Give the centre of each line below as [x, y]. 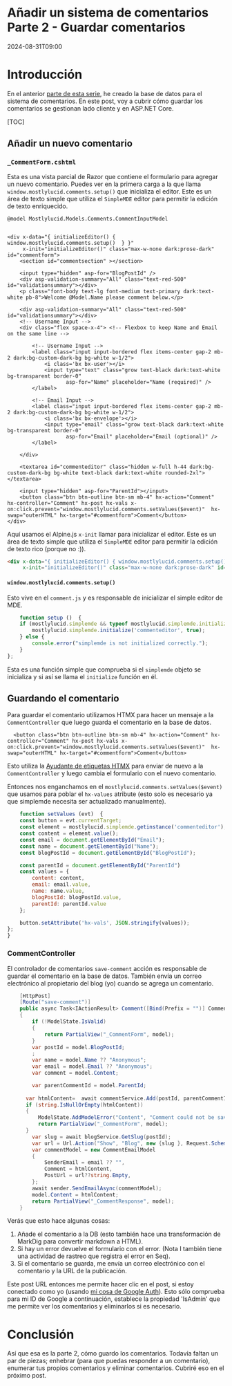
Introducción [45, 75]
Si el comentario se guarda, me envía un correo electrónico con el [111, 1264]
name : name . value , [58, 891]
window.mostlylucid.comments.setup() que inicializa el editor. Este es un [109, 191]
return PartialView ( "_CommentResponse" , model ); [103, 1201]
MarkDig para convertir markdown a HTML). [80, 1241]
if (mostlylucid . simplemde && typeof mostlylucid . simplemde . [109, 624]
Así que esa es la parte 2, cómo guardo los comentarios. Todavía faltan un [113, 1353]
